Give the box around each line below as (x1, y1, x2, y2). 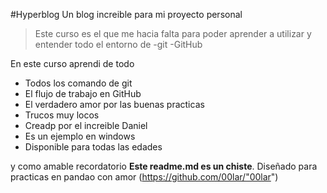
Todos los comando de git (24, 77, 133, 89)
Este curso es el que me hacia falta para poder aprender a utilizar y (34, 28, 312, 39)
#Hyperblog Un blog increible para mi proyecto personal (10, 9, 243, 20)
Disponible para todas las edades (24, 141, 163, 153)
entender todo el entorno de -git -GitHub (34, 39, 203, 50)
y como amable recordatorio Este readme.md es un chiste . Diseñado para (10, 160, 318, 172)
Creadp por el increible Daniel (24, 120, 148, 131)
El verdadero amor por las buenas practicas (24, 99, 205, 110)
